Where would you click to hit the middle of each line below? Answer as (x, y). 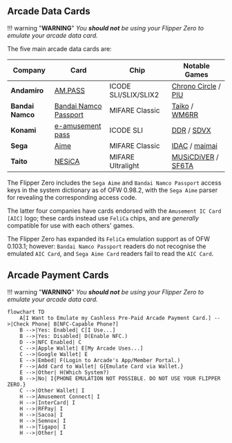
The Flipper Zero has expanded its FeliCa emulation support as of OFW (109, 238)
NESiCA (67, 161)
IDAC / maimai (194, 146)
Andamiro (27, 91)
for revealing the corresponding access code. (72, 197)
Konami (23, 130)
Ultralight (124, 165)
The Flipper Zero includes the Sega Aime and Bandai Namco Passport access (114, 182)
